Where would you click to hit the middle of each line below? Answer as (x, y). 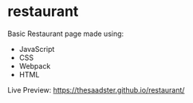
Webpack (35, 65)
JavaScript (37, 49)
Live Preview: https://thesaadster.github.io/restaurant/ (96, 89)
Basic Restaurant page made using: (66, 34)
